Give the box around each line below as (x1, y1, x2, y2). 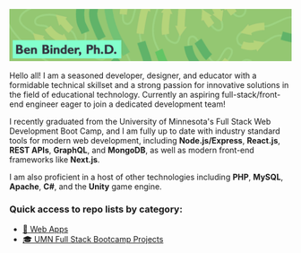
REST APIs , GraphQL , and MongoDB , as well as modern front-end (9, 144, 255, 155)
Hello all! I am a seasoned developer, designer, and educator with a (9, 70, 257, 81)
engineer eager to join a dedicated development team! (25, 99, 226, 109)
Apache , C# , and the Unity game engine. (9, 180, 163, 192)
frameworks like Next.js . (9, 153, 100, 165)
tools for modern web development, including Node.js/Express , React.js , (9, 135, 280, 145)
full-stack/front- (221, 89, 281, 100)
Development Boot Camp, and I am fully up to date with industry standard (9, 126, 280, 136)
